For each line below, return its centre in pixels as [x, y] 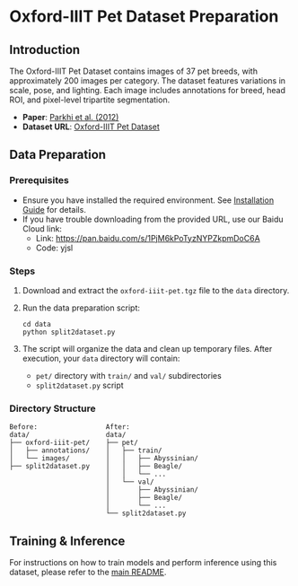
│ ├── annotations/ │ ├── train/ [86, 450]
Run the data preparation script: [81, 308]
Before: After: [70, 427]
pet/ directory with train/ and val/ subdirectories [128, 375]
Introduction [45, 50]
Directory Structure [53, 408]
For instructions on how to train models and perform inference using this [143, 563]
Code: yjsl [54, 248]
